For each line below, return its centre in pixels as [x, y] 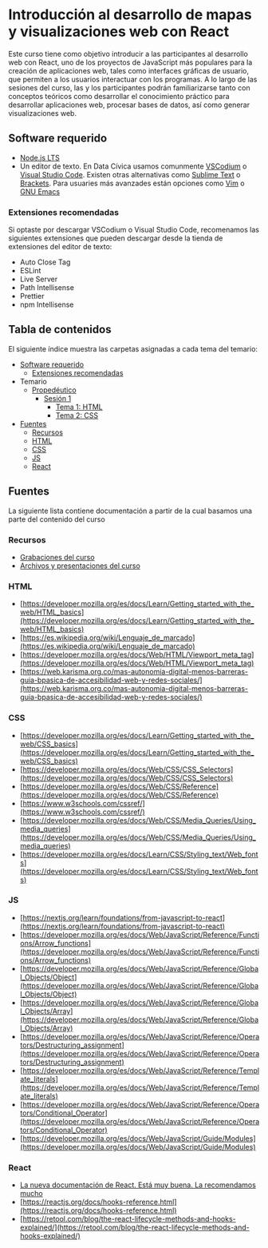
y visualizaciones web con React [119, 32]
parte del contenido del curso [57, 519]
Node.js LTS [39, 157]
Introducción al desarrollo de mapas [130, 15]
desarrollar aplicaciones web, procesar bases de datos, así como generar [129, 105]
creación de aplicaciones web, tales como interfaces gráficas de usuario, [129, 70]
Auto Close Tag [45, 262]
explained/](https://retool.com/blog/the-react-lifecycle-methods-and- [134, 1227]
